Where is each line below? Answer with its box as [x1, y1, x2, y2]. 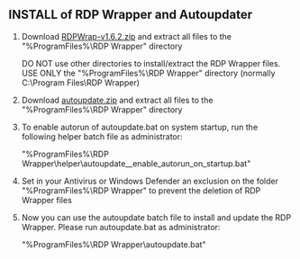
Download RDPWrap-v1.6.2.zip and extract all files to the [21, 31, 232, 41]
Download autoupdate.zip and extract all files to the [21, 94, 214, 105]
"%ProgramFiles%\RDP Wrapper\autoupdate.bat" [21, 238, 206, 250]
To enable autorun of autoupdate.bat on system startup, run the [21, 121, 259, 132]
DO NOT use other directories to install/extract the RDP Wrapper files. [21, 58, 281, 68]
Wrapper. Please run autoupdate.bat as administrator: [21, 221, 221, 232]
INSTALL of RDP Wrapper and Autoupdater [8, 7, 253, 22]
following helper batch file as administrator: [21, 130, 183, 142]
